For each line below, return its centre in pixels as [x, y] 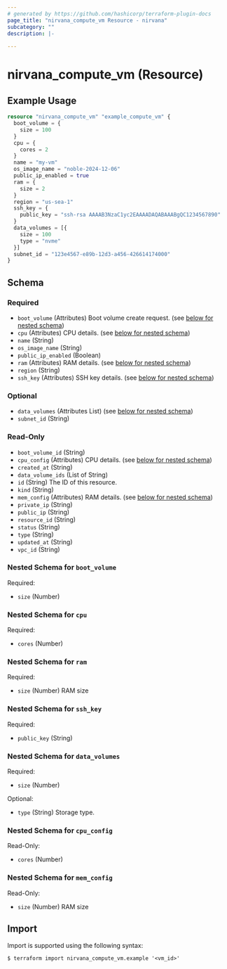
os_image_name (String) [50, 347]
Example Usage [42, 100]
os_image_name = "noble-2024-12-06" [67, 169]
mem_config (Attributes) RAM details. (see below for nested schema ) [115, 497]
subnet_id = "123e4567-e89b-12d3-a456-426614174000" [92, 254]
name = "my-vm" [36, 162]
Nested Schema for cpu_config [60, 830]
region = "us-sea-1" [43, 202]
